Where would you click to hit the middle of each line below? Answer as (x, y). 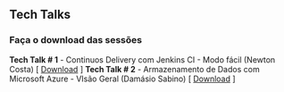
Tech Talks (40, 15)
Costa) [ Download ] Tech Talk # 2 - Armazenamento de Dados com (135, 69)
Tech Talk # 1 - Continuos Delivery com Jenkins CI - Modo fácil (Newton (142, 59)
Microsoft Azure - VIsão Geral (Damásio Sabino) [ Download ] (122, 79)
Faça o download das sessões (76, 40)
